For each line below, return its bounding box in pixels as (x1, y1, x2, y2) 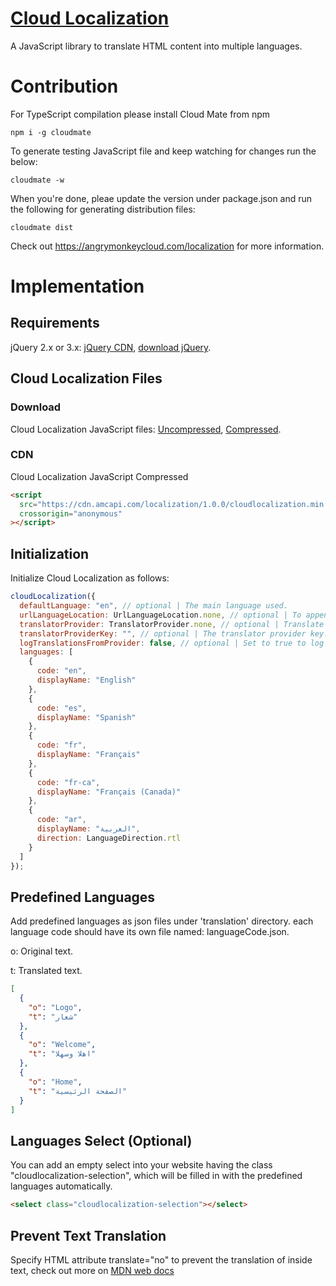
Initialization (10, 545, 90, 562)
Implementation (10, 275, 145, 298)
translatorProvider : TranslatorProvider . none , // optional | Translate (19, 619, 325, 629)
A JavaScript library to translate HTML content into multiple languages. (10, 40, 303, 52)
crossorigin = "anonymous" (19, 508, 123, 519)
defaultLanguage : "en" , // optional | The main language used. (19, 601, 288, 611)
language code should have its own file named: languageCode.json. (10, 926, 290, 938)
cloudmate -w (10, 175, 65, 185)
